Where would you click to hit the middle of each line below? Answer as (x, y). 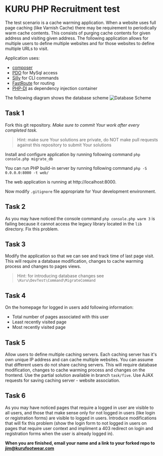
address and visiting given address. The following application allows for (77, 38)
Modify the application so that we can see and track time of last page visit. (80, 256)
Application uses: (22, 58)
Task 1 (15, 113)
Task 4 (15, 295)
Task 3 (15, 244)
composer (22, 68)
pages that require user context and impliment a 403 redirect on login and (79, 428)
